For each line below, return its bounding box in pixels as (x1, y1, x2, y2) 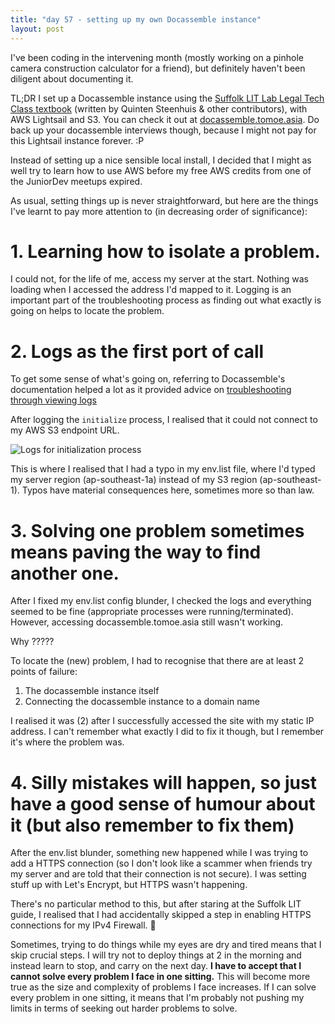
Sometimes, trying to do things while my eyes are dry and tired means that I (10, 939, 322, 951)
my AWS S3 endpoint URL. (10, 424, 120, 436)
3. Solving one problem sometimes (10, 519, 305, 542)
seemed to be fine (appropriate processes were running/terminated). (10, 606, 294, 618)
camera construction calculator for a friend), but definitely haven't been (10, 62, 306, 74)
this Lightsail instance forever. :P (10, 134, 145, 146)
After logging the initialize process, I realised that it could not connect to (10, 414, 318, 426)
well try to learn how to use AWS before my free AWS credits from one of (10, 164, 312, 176)
